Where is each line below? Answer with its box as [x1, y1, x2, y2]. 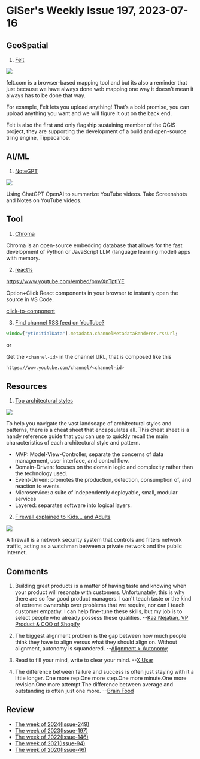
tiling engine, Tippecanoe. [6, 134, 71, 141]
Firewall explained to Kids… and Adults [14, 514, 111, 521]
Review [6, 704, 35, 715]
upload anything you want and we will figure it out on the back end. [6, 110, 172, 117]
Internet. [6, 549, 28, 556]
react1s [14, 266, 33, 273]
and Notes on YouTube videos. [6, 196, 82, 204]
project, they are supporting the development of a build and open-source [6, 128, 187, 135]
